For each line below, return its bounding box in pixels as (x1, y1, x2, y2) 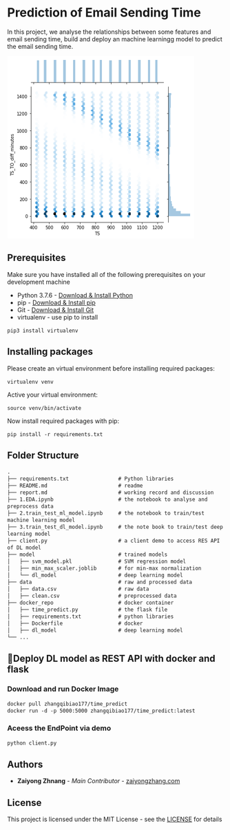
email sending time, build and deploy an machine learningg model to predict (7, 34, 222, 43)
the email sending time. (7, 42, 74, 50)
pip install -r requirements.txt (7, 430, 103, 438)
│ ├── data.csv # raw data (7, 585, 149, 593)
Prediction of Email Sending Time (7, 5, 201, 21)
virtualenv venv (7, 378, 54, 385)
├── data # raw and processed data (7, 579, 193, 586)
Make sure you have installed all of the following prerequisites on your (7, 270, 206, 278)
